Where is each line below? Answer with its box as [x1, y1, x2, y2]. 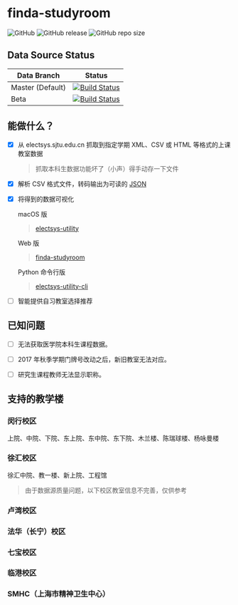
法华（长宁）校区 [7, 526, 66, 536]
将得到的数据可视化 [17, 195, 75, 203]
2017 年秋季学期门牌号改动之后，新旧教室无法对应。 [17, 355, 171, 363]
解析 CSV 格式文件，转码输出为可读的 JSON [17, 180, 147, 188]
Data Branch [16, 70, 60, 80]
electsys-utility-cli [35, 281, 89, 290]
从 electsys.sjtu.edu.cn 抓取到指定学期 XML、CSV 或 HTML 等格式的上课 [17, 140, 231, 149]
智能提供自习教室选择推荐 [17, 296, 93, 305]
